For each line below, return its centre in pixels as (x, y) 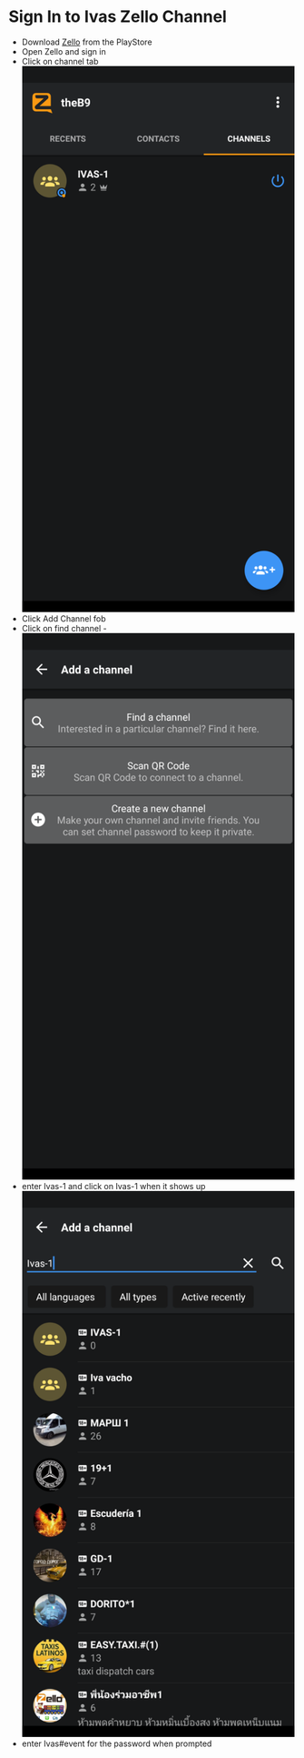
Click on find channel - (64, 629)
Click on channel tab (60, 61)
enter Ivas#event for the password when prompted (117, 1743)
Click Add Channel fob (64, 619)
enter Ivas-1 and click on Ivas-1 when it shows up (113, 1186)
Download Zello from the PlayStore (87, 42)
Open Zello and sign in (64, 51)
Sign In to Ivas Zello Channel (118, 17)
